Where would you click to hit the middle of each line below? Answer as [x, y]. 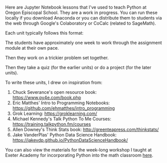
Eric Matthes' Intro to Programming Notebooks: [61, 103]
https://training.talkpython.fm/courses [51, 124]
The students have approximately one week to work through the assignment [84, 43]
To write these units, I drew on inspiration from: [54, 83]
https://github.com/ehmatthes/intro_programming [63, 108]
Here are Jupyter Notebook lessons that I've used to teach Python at [76, 7]
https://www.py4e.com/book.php [47, 98]
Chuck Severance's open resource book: [54, 92]
